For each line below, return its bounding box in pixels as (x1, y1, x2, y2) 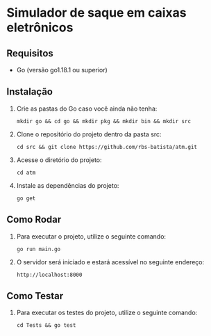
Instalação (6, 86, 53, 98)
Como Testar (6, 290, 64, 302)
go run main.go (16, 246, 61, 253)
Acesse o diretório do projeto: (16, 155, 102, 164)
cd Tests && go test (16, 322, 76, 329)
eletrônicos (6, 19, 74, 35)
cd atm (16, 169, 36, 176)
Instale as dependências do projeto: (16, 181, 119, 189)
